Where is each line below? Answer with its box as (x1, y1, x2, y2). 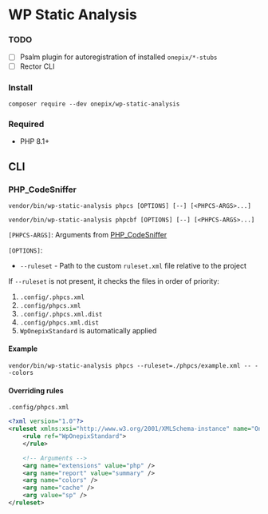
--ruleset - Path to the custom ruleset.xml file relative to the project (19, 261, 247, 270)
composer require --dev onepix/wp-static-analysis (8, 100, 180, 108)
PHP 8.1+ (19, 137, 50, 146)
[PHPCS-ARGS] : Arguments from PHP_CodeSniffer (8, 229, 167, 239)
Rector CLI (19, 62, 55, 71)
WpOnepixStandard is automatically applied (19, 325, 157, 335)
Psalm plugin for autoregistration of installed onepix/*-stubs (19, 52, 218, 62)
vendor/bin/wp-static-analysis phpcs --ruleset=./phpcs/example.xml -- (8, 362, 251, 370)
